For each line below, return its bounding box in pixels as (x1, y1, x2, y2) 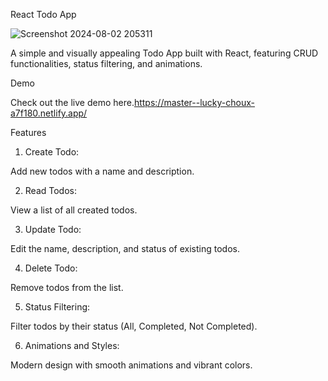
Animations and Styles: (24, 340, 120, 351)
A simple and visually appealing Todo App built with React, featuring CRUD (10, 47, 319, 59)
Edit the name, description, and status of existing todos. (10, 243, 240, 254)
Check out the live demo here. (10, 97, 135, 108)
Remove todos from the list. (10, 282, 124, 293)
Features (10, 127, 47, 138)
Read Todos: (24, 185, 77, 196)
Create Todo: (24, 146, 80, 158)
